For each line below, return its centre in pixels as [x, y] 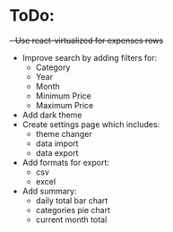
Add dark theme [52, 115]
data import [57, 143]
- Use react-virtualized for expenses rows [86, 40]
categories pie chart [73, 210]
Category [53, 67]
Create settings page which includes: [91, 124]
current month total [71, 219]
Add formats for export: [66, 162]
